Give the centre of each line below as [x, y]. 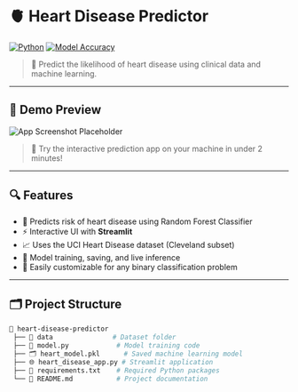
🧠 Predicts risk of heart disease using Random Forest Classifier [137, 221]
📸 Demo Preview [55, 110]
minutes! [47, 158]
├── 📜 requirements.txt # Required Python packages [116, 370]
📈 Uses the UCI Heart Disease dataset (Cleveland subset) [128, 244]
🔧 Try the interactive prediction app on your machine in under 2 [147, 148]
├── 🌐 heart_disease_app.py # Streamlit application [113, 362]
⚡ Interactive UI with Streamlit [77, 231]
